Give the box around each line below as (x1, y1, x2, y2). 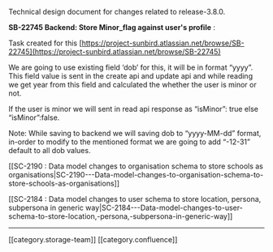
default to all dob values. (8, 146, 91, 155)
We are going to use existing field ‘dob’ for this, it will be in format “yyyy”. (8, 62, 253, 72)
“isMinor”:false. (8, 113, 60, 122)
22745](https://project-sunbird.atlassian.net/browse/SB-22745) (8, 47, 221, 56)
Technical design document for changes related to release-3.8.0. (8, 7, 226, 16)
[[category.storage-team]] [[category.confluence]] (8, 235, 178, 244)
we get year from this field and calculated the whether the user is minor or (8, 80, 258, 89)
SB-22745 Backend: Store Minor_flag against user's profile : (8, 23, 216, 32)
